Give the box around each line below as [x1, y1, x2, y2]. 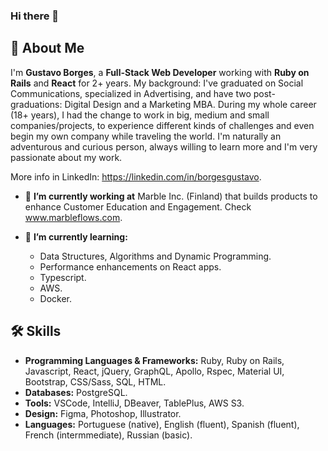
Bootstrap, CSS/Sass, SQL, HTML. [24, 375, 167, 388]
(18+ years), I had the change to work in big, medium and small [10, 109, 270, 121]
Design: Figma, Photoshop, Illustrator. [24, 407, 182, 419]
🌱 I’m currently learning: [24, 230, 128, 243]
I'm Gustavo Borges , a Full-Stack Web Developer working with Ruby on [10, 66, 310, 78]
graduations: [10, 98, 63, 110]
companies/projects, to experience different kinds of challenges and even [10, 119, 315, 131]
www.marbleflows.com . [24, 211, 123, 223]
